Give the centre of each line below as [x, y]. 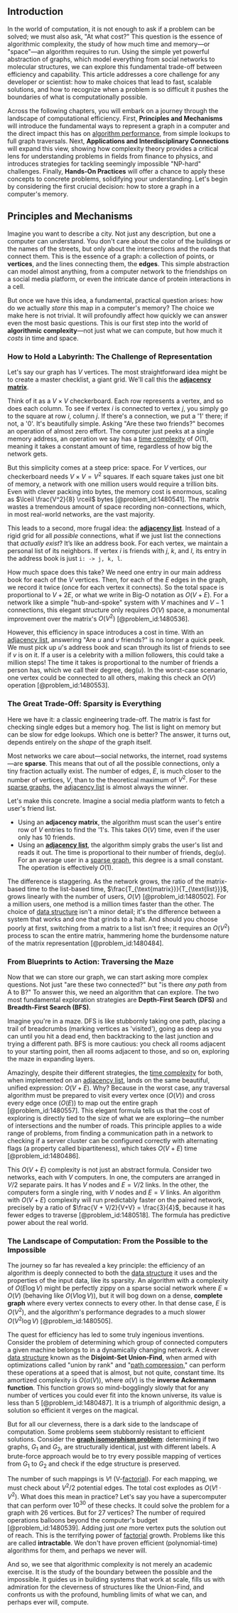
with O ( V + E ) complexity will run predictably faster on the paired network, [116, 1200]
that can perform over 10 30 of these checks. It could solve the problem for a [118, 1505]
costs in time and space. [43, 338]
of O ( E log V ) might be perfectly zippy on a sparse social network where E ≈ [118, 1288]
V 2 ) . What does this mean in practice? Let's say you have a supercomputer [117, 1496]
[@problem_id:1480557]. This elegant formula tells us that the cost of [109, 1110]
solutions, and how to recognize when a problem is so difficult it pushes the [118, 89]
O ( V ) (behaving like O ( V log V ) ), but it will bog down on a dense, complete [115, 1296]
